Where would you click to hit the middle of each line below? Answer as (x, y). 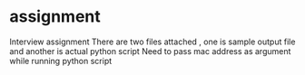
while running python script (61, 61)
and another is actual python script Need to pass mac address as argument (150, 51)
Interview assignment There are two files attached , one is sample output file (152, 42)
